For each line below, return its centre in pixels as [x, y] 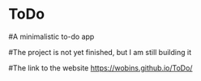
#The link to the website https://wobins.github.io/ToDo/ [100, 68]
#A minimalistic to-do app [51, 36]
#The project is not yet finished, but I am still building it [100, 52]
